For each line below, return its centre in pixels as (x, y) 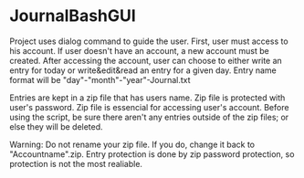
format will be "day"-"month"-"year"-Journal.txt (100, 79)
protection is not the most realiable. (76, 163)
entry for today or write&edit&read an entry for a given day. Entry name (143, 70)
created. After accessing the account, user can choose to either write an (146, 60)
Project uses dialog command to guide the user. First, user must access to (149, 41)
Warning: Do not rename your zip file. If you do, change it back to (132, 144)
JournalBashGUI (73, 16)
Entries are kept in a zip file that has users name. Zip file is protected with (147, 98)
